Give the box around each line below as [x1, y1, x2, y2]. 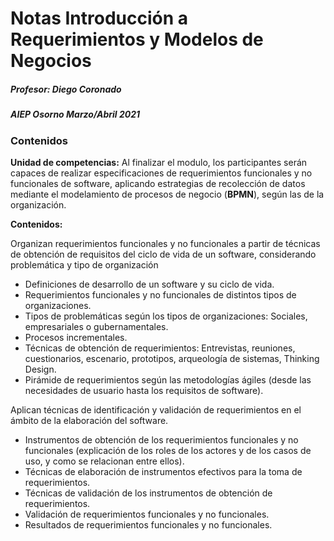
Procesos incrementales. [24, 331, 128, 343]
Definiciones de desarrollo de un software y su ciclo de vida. [24, 278, 275, 290]
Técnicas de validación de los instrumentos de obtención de [24, 487, 273, 499]
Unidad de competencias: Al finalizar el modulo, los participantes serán [10, 156, 308, 168]
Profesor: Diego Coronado [10, 83, 122, 95]
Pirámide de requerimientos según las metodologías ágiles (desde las [24, 373, 312, 386]
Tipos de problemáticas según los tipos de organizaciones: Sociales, [24, 310, 308, 322]
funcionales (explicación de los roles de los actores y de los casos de [24, 444, 312, 456]
